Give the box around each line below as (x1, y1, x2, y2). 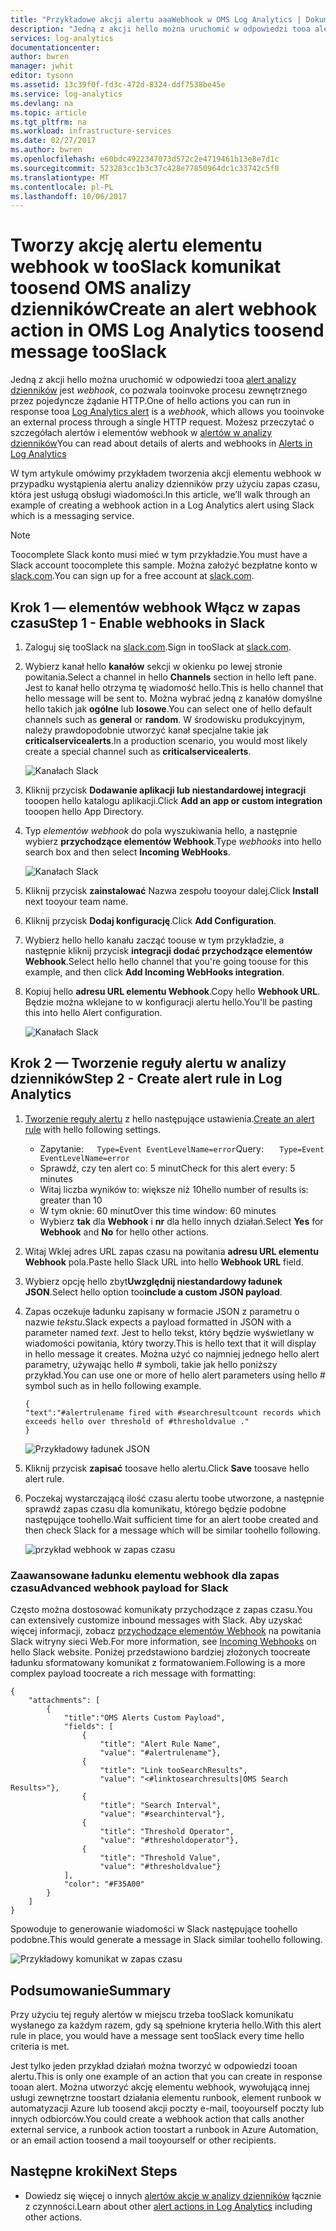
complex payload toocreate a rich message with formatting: (10, 1667, 257, 1680)
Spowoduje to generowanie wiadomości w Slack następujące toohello (10, 1923, 298, 1935)
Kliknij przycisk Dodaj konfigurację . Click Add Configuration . (24, 915, 277, 926)
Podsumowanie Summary (10, 1982, 172, 1999)
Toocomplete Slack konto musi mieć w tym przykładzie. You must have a (10, 549, 308, 561)
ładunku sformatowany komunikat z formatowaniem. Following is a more (10, 1657, 306, 1669)
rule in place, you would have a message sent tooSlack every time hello (10, 2029, 305, 2041)
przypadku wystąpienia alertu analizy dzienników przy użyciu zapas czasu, (10, 478, 321, 490)
